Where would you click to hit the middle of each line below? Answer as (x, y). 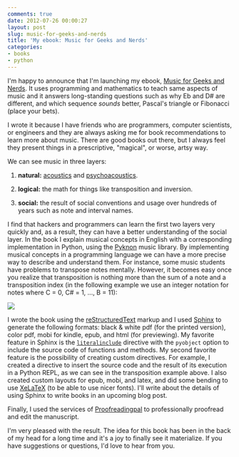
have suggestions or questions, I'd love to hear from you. (91, 446)
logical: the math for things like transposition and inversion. (105, 189)
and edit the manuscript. (44, 416)
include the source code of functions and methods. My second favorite (112, 349)
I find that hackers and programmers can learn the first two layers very (111, 224)
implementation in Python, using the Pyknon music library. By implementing (118, 247)
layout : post (27, 27)
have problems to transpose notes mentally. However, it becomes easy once (119, 269)
